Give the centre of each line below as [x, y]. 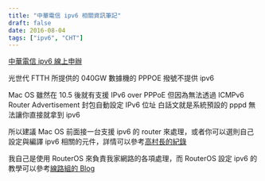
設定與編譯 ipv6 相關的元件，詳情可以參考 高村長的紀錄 [97, 142]
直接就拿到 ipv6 [55, 115]
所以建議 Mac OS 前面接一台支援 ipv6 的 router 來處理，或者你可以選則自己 [131, 132]
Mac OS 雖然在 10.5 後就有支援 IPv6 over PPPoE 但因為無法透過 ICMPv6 [127, 95]
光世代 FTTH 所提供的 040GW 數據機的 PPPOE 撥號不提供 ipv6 [111, 78]
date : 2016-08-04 [37, 30]
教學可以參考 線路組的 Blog [52, 168]
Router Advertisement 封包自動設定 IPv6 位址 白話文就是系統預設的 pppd [127, 105]
